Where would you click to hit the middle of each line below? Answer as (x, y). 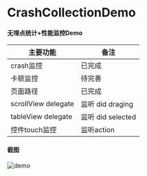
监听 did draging (107, 104)
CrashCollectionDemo (71, 13)
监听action (98, 130)
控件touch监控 (34, 130)
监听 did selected (108, 117)
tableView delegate (42, 116)
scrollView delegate (42, 104)
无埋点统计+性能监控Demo (45, 33)
